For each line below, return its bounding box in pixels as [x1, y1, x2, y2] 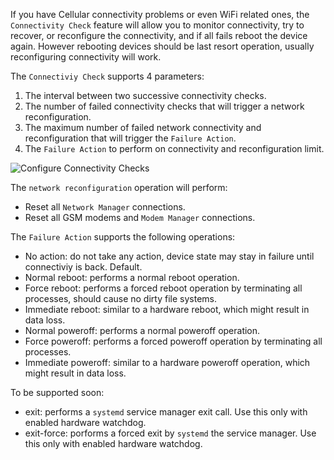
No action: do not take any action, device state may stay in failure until [24, 250, 315, 262]
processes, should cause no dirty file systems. [24, 293, 217, 304]
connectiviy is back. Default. [24, 261, 143, 273]
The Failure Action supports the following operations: [10, 231, 236, 243]
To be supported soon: [10, 387, 105, 398]
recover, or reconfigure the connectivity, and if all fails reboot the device [10, 30, 308, 41]
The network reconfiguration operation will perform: [10, 182, 228, 193]
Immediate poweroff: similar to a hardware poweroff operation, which [24, 357, 311, 368]
